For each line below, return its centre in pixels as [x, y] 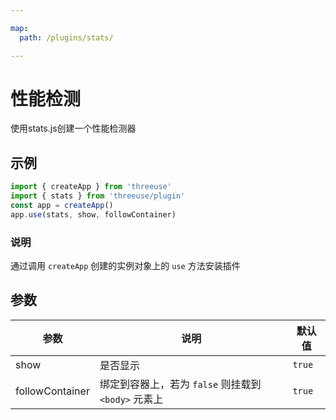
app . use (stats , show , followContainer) [93, 214]
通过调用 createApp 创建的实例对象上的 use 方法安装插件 [125, 266]
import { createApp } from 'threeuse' [91, 187]
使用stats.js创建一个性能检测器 [73, 128]
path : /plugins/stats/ [66, 37]
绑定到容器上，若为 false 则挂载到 [180, 384]
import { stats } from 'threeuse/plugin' [98, 196]
